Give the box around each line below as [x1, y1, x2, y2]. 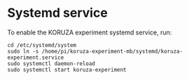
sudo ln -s [7, 48, 39, 55]
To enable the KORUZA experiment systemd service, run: [7, 28, 172, 36]
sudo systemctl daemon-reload [7, 60, 96, 67]
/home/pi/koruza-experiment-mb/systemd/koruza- [41, 48, 183, 55]
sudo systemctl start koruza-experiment [7, 66, 127, 73]
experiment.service [7, 54, 64, 61]
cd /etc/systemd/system [7, 41, 77, 48]
